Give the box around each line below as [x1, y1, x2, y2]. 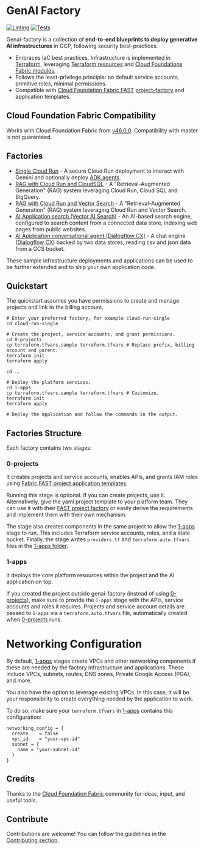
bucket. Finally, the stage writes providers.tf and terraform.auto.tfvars [6, 536, 190, 543]
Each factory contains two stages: [6, 444, 92, 452]
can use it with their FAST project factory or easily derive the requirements [6, 505, 193, 512]
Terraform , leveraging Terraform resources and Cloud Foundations [15, 60, 183, 68]
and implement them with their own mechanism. [6, 511, 127, 519]
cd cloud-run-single [6, 321, 59, 327]
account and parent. [6, 347, 59, 354]
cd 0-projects [6, 337, 43, 343]
